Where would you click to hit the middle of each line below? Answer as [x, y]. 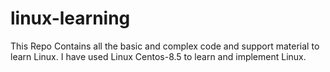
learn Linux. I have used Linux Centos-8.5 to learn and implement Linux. [158, 56]
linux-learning [70, 18]
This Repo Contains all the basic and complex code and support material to [165, 46]
